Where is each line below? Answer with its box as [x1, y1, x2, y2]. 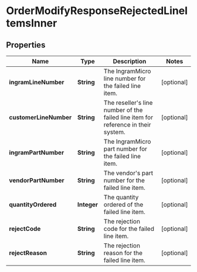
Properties [6, 40, 46, 50]
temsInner [6, 16, 57, 30]
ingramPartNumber [9, 148, 64, 157]
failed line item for [103, 113, 154, 121]
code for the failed [103, 225, 154, 233]
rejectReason [9, 249, 47, 257]
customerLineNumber [9, 113, 72, 121]
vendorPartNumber [9, 176, 64, 184]
